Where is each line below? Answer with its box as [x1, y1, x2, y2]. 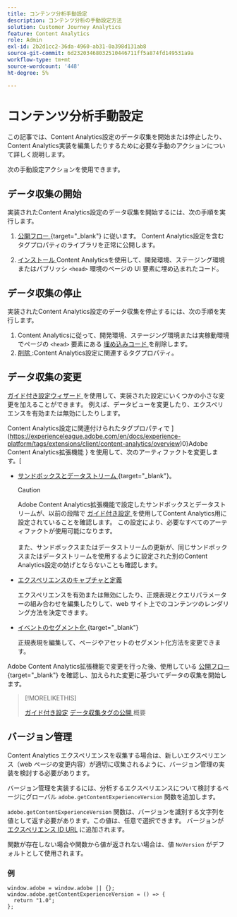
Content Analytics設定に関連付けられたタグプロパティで [7, 424, 171, 432]
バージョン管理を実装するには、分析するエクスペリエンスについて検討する [7, 784, 223, 792]
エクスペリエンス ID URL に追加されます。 [7, 825, 128, 833]
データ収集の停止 [7, 287, 82, 299]
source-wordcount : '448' [7, 63, 80, 70]
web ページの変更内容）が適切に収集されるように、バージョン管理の [19, 760, 219, 768]
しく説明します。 [19, 150, 69, 159]
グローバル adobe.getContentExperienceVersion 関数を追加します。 [25, 792, 220, 801]
